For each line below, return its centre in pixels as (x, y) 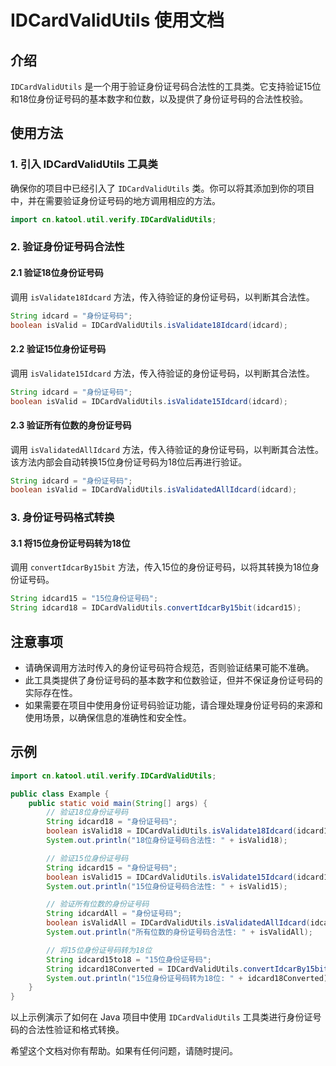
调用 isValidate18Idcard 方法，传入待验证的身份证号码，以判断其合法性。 (162, 297)
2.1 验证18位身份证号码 (57, 273)
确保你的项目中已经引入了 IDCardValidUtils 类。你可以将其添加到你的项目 (162, 188)
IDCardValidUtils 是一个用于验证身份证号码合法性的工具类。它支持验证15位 (166, 86)
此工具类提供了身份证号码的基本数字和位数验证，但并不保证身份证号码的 (173, 680)
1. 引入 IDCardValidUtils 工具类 (84, 164)
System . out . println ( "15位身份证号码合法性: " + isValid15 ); (167, 886)
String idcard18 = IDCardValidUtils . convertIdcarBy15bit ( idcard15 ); (156, 608)
